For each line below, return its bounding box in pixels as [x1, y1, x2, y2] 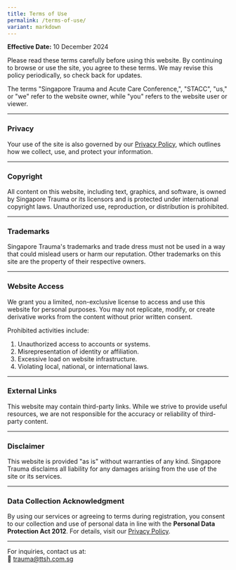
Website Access [7, 282, 65, 292]
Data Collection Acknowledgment [7, 496, 125, 506]
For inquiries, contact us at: [7, 548, 86, 556]
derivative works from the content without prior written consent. [7, 312, 193, 320]
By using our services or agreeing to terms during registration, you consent [7, 512, 225, 521]
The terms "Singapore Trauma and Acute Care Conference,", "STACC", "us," [7, 85, 228, 93]
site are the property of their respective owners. [7, 257, 146, 266]
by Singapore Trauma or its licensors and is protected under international [7, 195, 219, 203]
